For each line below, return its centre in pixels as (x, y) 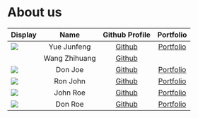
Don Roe (70, 104)
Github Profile (127, 35)
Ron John (70, 81)
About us (35, 12)
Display (24, 35)
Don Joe (70, 69)
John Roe (70, 93)
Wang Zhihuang (70, 58)
